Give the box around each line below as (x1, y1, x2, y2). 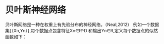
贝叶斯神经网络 (5, 4, 66, 16)
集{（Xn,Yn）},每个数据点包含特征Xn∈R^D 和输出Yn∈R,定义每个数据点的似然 (5, 27, 158, 33)
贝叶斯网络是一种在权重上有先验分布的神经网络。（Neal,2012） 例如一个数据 (5, 22, 160, 27)
